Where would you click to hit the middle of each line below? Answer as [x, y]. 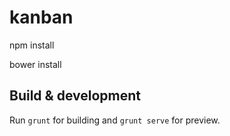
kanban [41, 17]
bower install [35, 64]
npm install [32, 45]
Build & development [75, 96]
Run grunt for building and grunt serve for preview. [115, 120]
